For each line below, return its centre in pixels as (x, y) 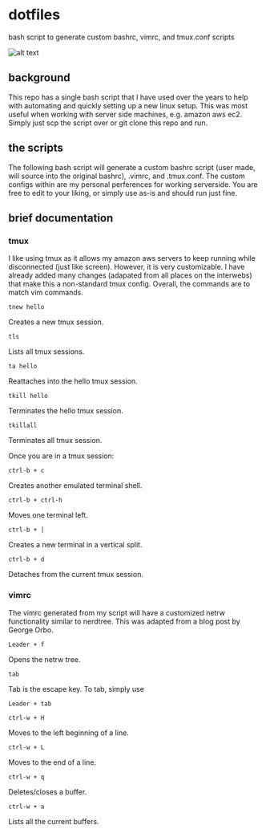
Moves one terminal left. (48, 515)
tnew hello (26, 307)
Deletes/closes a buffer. (48, 791)
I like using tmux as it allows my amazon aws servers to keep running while (132, 258)
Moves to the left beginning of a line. (69, 733)
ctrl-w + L (26, 747)
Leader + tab (30, 704)
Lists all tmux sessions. (46, 351)
